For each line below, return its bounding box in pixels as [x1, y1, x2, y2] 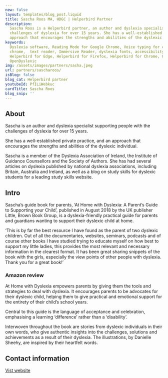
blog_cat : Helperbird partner [5, 77, 68, 82]
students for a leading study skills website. [5, 174, 93, 180]
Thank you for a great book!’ [5, 259, 64, 265]
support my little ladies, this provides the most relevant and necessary [5, 243, 150, 249]
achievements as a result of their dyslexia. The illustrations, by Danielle [5, 334, 151, 340]
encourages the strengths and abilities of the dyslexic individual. [5, 143, 138, 149]
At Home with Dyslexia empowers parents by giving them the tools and [5, 283, 151, 289]
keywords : [5, 40, 26, 45]
